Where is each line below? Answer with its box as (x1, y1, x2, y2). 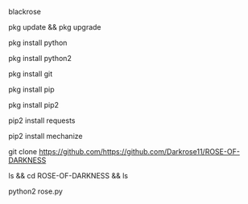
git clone (8, 147, 38, 156)
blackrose (8, 7, 42, 16)
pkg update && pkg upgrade (8, 22, 102, 31)
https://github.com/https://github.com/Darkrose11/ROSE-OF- (39, 147, 240, 156)
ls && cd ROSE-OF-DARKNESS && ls (8, 171, 129, 180)
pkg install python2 (8, 54, 72, 63)
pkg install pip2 (8, 100, 59, 109)
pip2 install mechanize (8, 132, 83, 141)
